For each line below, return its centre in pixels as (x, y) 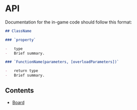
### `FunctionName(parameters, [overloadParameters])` (62, 62)
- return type (22, 71)
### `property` (21, 40)
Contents (20, 91)
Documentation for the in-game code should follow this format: (68, 22)
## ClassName (18, 31)
